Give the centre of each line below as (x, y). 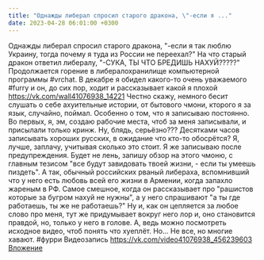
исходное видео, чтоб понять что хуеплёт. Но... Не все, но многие (121, 231)
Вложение (26, 247)
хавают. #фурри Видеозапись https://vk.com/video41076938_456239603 (130, 239)
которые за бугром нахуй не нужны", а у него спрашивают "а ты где (124, 197)
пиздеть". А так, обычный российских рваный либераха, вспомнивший (129, 172)
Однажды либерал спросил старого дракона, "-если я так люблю (120, 45)
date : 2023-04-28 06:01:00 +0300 (63, 23)
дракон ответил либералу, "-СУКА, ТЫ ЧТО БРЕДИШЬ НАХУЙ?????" (124, 62)
